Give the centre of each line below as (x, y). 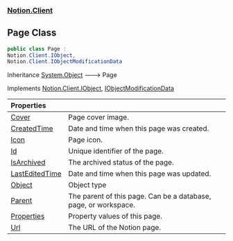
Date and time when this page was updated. (140, 174)
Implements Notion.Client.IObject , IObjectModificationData (91, 88)
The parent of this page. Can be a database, (140, 197)
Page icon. (85, 140)
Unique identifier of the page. (116, 151)
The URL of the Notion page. (115, 228)
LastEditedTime (36, 174)
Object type (87, 185)
